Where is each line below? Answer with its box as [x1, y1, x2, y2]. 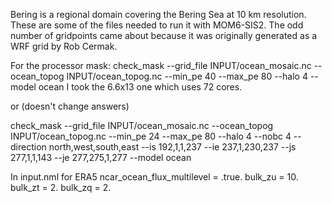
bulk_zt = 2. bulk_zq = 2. [10, 182, 112, 193]
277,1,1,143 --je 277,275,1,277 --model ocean [10, 152, 192, 163]
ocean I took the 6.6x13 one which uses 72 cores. [38, 81, 243, 93]
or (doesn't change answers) [10, 100, 130, 112]
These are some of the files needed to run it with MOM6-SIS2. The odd [10, 19, 304, 31]
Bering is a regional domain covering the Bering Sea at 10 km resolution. [10, 9, 307, 20]
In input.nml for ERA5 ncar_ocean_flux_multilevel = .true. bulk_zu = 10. [10, 171, 299, 183]
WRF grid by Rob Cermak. [10, 40, 118, 52]
